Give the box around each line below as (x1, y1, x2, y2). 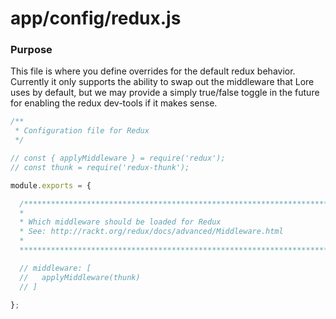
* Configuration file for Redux (14, 126, 150, 136)
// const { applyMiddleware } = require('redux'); (10, 153, 226, 164)
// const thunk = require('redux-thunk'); (10, 162, 190, 172)
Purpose (10, 43, 53, 57)
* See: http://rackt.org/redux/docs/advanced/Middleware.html (19, 227, 284, 237)
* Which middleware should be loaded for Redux (19, 217, 222, 227)
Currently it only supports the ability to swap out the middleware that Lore (10, 76, 315, 88)
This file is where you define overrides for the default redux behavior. (10, 65, 296, 77)
